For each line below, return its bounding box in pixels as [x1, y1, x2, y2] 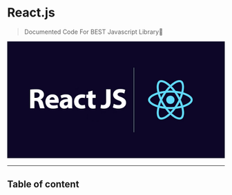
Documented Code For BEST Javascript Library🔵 [23, 28, 164, 36]
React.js [7, 5, 55, 21]
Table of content [7, 178, 79, 190]
